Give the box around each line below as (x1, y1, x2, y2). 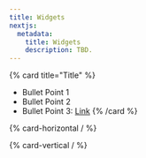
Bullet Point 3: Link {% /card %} (21, 106, 138, 117)
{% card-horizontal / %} (9, 123, 97, 133)
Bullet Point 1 (21, 87, 69, 98)
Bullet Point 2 (21, 96, 71, 107)
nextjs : (9, 21, 38, 30)
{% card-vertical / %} (9, 140, 88, 151)
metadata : (17, 29, 53, 38)
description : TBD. (25, 46, 93, 55)
